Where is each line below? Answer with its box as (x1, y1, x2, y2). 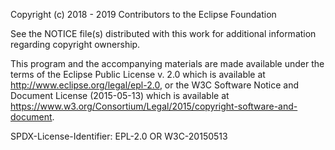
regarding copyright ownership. (10, 39, 141, 50)
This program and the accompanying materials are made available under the (10, 58, 325, 69)
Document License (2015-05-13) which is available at (10, 90, 230, 101)
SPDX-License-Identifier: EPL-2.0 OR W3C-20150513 (10, 130, 228, 142)
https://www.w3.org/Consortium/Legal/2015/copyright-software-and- (10, 100, 298, 112)
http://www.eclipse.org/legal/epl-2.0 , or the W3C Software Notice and (10, 79, 300, 91)
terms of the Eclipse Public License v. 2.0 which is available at (10, 69, 266, 80)
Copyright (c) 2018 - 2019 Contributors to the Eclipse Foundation (10, 9, 277, 20)
